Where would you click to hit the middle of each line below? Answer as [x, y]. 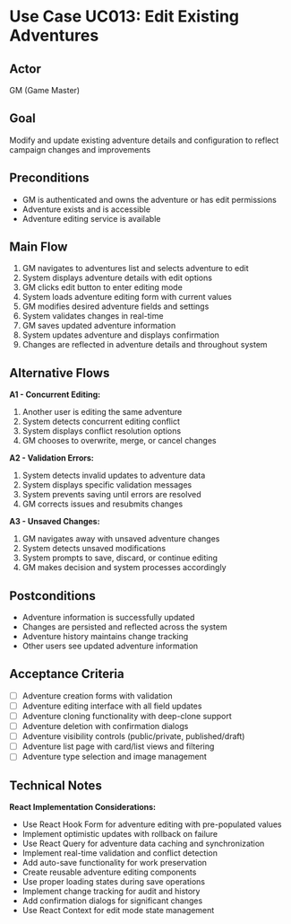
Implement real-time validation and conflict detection [120, 853]
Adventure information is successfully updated [108, 618]
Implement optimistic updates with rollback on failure [120, 834]
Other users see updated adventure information [110, 646]
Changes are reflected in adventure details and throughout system [145, 345]
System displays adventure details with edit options [117, 278]
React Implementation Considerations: [83, 807]
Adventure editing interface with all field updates [112, 706]
